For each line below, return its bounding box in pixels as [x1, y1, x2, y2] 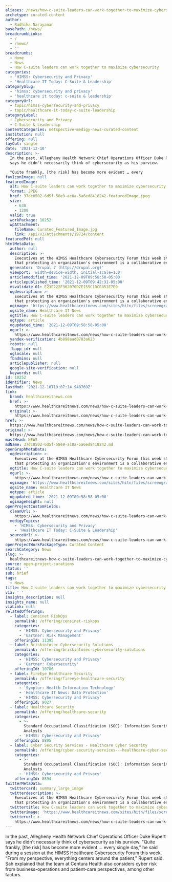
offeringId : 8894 [14, 776, 52, 781]
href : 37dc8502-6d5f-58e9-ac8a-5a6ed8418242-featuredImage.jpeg [10, 194, 150, 199]
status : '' [5, 566, 29, 571]
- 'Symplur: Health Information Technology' [18, 685, 116, 691]
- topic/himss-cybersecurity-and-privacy [10, 103, 100, 108]
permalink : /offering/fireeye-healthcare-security [14, 676, 125, 681]
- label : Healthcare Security [10, 704, 74, 709]
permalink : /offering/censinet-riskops [14, 618, 100, 624]
